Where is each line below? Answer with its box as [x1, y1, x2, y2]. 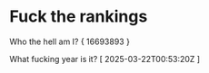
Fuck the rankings [9, 6, 148, 27]
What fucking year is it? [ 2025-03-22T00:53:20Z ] [9, 53, 201, 64]
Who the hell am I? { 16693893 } [9, 36, 130, 47]
